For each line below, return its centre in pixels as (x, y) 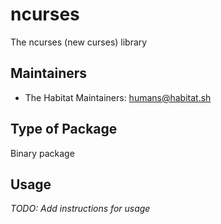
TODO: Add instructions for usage (80, 209)
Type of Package (64, 129)
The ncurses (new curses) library (79, 42)
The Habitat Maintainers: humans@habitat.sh (118, 97)
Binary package (42, 153)
